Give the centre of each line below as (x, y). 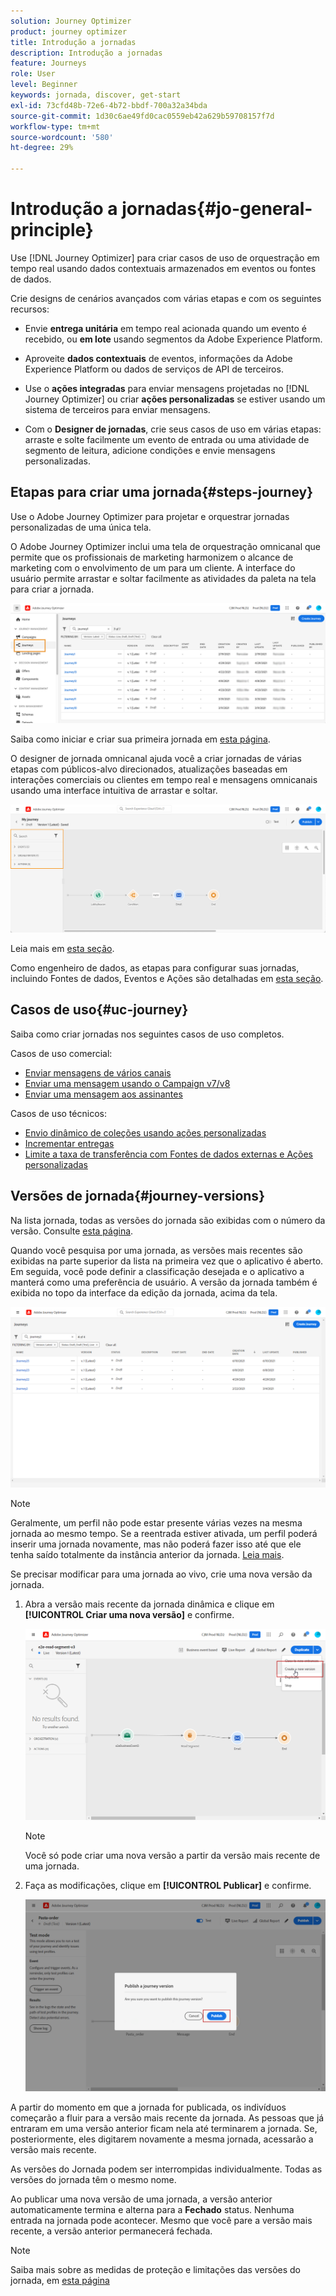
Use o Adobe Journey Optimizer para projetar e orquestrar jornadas (150, 516)
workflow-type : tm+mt (55, 126)
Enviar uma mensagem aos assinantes (103, 1094)
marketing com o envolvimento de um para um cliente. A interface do (153, 567)
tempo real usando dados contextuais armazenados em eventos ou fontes (163, 268)
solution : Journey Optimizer (71, 21)
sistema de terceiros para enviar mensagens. (117, 409)
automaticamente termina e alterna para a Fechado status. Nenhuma (152, 2209)
